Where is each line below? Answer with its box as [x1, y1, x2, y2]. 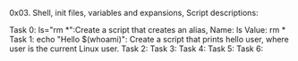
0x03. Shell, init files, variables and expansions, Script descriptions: [9, 8, 259, 18]
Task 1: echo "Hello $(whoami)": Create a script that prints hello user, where [9, 34, 289, 44]
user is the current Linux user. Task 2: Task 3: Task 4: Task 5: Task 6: [9, 43, 264, 54]
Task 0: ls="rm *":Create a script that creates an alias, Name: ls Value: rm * [9, 25, 286, 34]
